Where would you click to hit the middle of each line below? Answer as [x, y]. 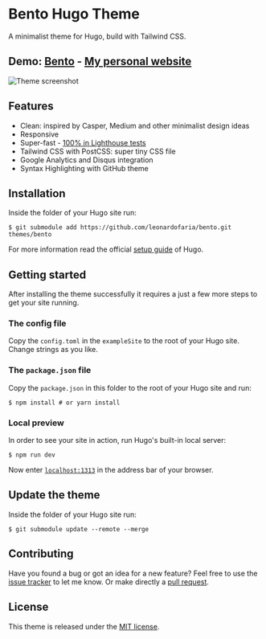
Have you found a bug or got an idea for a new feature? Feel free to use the [133, 573]
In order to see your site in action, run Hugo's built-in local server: [117, 440]
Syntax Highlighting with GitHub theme [84, 168]
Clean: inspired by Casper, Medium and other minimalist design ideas [135, 125]
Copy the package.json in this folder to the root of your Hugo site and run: [130, 387]
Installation [37, 193]
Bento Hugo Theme [74, 14]
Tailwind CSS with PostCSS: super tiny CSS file [98, 151]
